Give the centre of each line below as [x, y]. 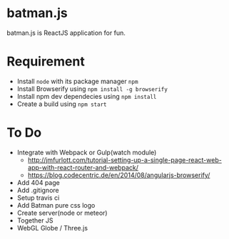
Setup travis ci [38, 198]
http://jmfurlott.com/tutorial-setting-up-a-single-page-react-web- [124, 160]
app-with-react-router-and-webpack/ [83, 167]
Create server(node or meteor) [62, 213]
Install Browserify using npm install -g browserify [92, 89]
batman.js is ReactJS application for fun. [66, 33]
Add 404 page [38, 182]
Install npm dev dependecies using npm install [87, 96]
